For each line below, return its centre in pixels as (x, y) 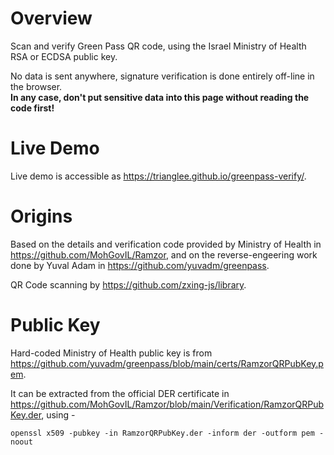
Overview (51, 18)
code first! (32, 108)
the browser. (36, 86)
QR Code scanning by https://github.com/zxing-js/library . (128, 284)
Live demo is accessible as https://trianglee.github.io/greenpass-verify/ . (158, 176)
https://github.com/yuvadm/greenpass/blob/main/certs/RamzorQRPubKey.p (167, 363)
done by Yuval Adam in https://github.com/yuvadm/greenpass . (140, 265)
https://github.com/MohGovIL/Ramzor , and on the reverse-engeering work (164, 254)
